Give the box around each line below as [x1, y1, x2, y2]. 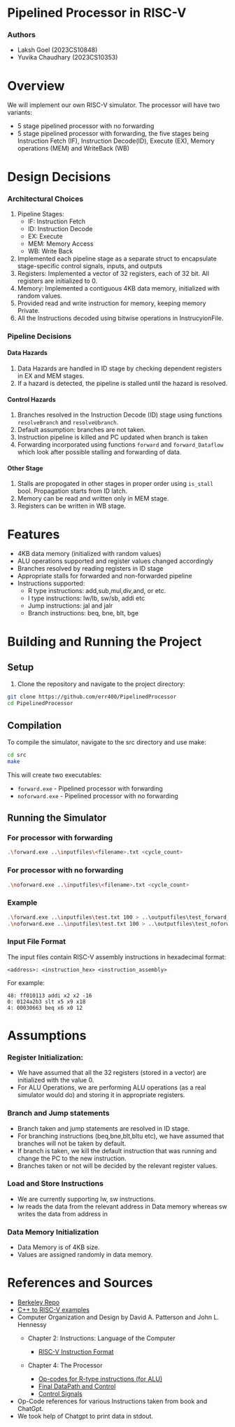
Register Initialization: [7, 1052, 84, 1062]
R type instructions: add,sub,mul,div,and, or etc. [27, 587, 166, 595]
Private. [17, 306, 40, 314]
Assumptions [7, 1027, 87, 1043]
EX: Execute [27, 232, 63, 240]
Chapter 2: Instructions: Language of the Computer [27, 1334, 176, 1342]
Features [7, 527, 60, 542]
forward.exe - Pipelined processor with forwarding [17, 784, 163, 793]
